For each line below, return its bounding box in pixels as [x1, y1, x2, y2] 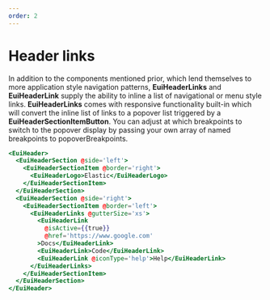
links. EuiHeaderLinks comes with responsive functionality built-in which [8, 99, 252, 109]
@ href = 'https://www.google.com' [44, 232, 154, 240]
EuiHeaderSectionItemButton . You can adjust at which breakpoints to [8, 116, 243, 126]
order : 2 [8, 11, 38, 20]
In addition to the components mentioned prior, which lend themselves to [8, 74, 252, 83]
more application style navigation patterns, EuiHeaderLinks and [8, 82, 222, 91]
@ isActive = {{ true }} [44, 224, 111, 233]
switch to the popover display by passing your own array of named [8, 125, 231, 134]
